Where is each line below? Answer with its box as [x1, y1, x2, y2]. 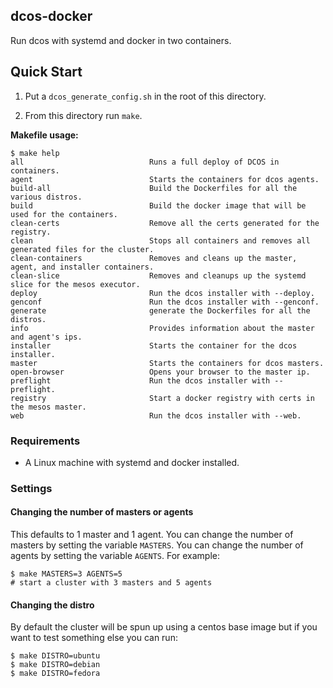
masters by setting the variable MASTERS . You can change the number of [10, 539, 304, 551]
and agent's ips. [10, 332, 83, 342]
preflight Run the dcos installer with [10, 375, 271, 386]
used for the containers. [10, 209, 118, 219]
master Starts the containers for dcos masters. [10, 358, 325, 368]
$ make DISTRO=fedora [10, 669, 101, 679]
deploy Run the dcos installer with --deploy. [10, 288, 315, 298]
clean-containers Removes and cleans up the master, [10, 253, 298, 263]
